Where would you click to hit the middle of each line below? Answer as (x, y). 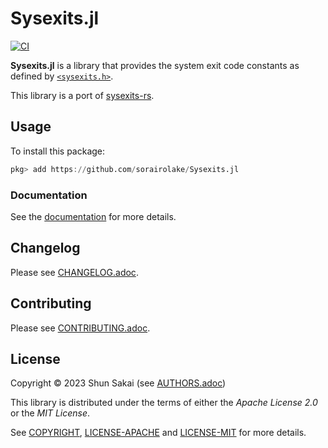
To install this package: (58, 151)
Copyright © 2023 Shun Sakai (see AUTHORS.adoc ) (118, 383)
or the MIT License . (50, 413)
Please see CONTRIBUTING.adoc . (80, 328)
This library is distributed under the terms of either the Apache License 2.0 (164, 403)
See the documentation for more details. (93, 216)
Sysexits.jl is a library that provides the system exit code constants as (155, 65)
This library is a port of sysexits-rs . (82, 95)
